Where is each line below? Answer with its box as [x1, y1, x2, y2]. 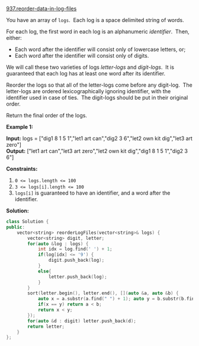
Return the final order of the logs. [6, 112, 88, 119]
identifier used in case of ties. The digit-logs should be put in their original [6, 94, 188, 101]
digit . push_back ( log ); [48, 258, 105, 264]
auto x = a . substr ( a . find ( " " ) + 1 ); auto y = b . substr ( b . [37, 296, 187, 302]
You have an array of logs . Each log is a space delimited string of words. [6, 17, 185, 23]
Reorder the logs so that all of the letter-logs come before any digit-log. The [6, 81, 192, 88]
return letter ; [27, 323, 65, 329]
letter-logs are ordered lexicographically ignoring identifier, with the [6, 88, 171, 94]
